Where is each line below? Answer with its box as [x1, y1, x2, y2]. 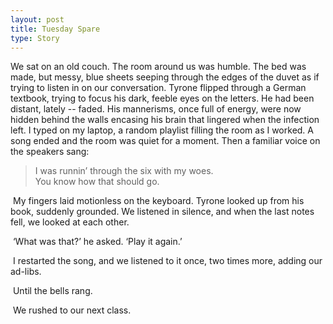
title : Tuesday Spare [10, 24, 101, 34]
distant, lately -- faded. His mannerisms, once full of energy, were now [10, 103, 302, 115]
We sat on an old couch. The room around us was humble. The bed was [10, 61, 307, 73]
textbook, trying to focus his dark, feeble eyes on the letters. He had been [10, 92, 315, 105]
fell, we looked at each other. [10, 216, 130, 228]
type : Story [10, 33, 60, 43]
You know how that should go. [34, 176, 160, 188]
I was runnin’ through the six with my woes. [34, 165, 214, 177]
